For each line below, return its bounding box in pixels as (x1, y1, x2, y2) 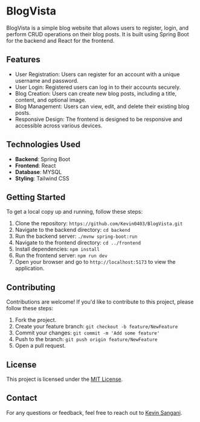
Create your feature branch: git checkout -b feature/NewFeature (15, 323, 178, 330)
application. (15, 264, 45, 272)
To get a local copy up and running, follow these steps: (6, 208, 143, 216)
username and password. (15, 77, 79, 84)
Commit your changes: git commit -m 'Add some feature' (15, 329, 160, 336)
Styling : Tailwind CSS (15, 174, 69, 182)
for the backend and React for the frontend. (6, 37, 115, 44)
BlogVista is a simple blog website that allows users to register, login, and (6, 24, 189, 31)
